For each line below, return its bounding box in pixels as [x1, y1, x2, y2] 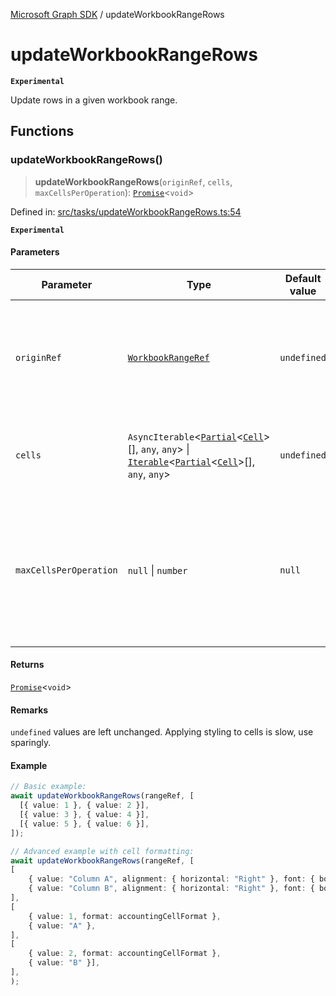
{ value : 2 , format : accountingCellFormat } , [28, 949, 222, 959]
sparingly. [10, 737, 52, 749]
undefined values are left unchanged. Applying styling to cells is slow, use [10, 726, 314, 738]
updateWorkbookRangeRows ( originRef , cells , [34, 175, 233, 188]
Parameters [10, 246, 60, 258]
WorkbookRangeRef [127, 352, 210, 363]
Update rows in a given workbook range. [10, 94, 178, 106]
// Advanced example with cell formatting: [10, 846, 195, 856]
